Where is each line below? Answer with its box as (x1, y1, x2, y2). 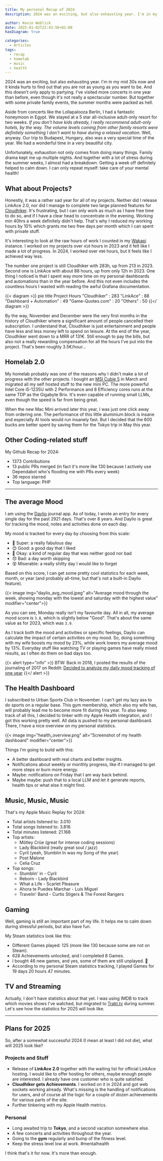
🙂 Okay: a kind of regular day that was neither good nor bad (12, 550, 132, 556)
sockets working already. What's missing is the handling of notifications (12, 1086, 156, 1092)
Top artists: (12, 834, 35, 840)
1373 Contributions (12, 458, 50, 464)
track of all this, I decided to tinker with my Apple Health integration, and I (5, 713, 152, 718)
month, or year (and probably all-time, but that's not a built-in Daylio (5, 575, 142, 581)
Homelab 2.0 (5, 358, 45, 366)
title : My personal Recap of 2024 (5, 7, 75, 12)
